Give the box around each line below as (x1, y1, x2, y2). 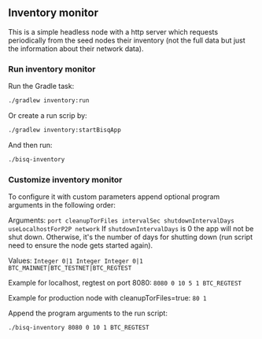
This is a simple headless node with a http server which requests (8, 27, 219, 36)
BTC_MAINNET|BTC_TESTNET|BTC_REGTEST (8, 264, 132, 272)
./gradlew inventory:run (8, 97, 90, 105)
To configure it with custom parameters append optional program (8, 192, 220, 201)
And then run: (8, 140, 53, 149)
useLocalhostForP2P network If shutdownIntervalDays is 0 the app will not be (8, 224, 254, 234)
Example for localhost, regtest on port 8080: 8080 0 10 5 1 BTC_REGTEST (8, 278, 242, 288)
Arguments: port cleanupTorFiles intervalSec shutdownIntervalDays (8, 216, 234, 225)
